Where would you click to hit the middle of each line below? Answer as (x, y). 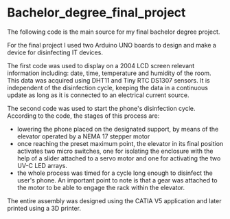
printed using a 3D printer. (44, 208)
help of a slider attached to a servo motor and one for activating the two (119, 158)
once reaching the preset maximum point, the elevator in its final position (120, 143)
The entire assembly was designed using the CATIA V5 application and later (114, 200)
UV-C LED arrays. (42, 165)
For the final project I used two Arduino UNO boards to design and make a (112, 45)
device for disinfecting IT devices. (55, 52)
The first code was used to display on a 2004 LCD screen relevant (101, 65)
